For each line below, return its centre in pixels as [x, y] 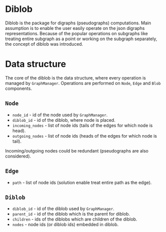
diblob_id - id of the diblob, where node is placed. [64, 120]
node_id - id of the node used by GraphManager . [60, 115]
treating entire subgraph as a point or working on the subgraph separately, [81, 39]
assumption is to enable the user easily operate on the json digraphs [75, 28]
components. [19, 88]
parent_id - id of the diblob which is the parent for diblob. [71, 214]
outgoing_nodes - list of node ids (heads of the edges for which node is [84, 136]
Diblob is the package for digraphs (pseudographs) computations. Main [78, 23]
